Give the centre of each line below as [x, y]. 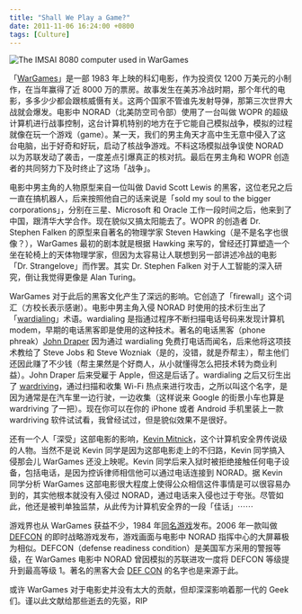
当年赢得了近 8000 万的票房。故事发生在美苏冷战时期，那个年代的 [155, 90]
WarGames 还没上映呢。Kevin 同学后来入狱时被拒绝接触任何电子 [162, 462]
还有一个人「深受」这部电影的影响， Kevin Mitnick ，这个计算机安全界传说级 [148, 439]
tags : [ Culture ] [40, 34]
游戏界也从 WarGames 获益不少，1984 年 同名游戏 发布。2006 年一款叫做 [144, 526]
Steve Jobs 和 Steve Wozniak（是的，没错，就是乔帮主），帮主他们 [166, 352]
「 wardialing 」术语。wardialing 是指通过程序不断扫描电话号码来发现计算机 [147, 319]
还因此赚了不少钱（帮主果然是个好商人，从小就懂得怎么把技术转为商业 [139, 364]
